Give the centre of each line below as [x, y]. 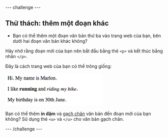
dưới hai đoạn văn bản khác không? [50, 41]
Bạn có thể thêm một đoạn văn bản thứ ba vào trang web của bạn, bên [87, 36]
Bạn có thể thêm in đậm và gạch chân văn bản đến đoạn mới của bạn [78, 114]
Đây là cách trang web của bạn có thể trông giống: [59, 66]
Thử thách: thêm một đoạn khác [57, 23]
